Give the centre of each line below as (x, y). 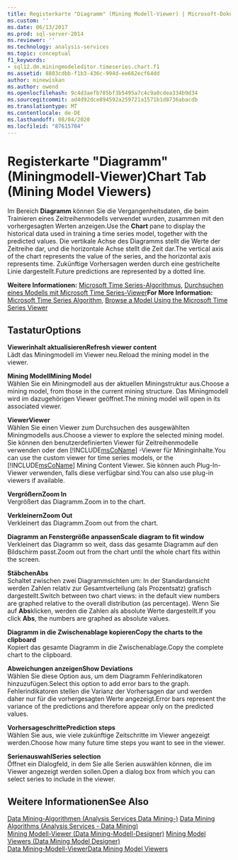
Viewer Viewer (29, 420)
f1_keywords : (27, 60)
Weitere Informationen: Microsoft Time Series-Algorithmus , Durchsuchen (115, 285)
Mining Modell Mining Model (50, 376)
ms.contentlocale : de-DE (44, 113)
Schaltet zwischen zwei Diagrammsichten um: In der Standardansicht (109, 581)
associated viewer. (35, 406)
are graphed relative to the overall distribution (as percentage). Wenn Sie (113, 604)
